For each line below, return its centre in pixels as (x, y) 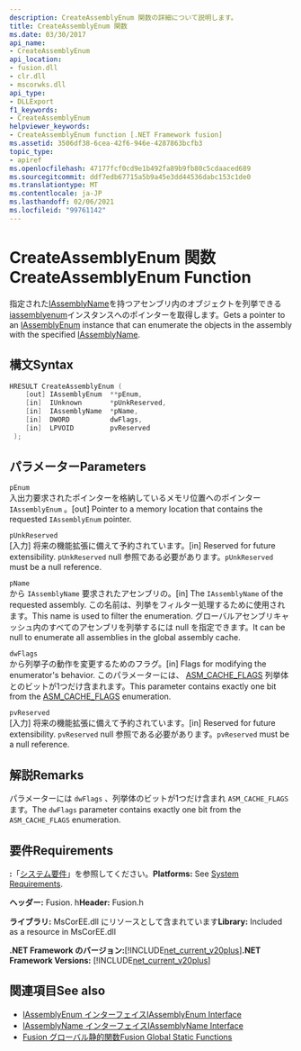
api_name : (28, 43)
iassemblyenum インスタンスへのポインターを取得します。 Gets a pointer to (147, 314)
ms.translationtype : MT (54, 186)
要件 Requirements (62, 851)
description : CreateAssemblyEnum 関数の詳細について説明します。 (124, 18)
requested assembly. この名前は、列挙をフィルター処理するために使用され (147, 605)
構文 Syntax (41, 365)
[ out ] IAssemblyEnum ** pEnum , (84, 394)
